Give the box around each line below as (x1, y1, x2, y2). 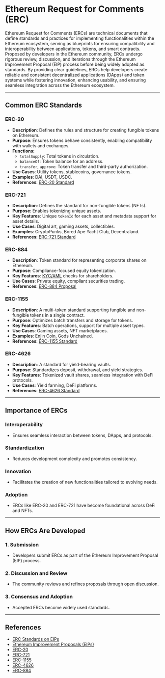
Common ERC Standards (5, 101, 82, 109)
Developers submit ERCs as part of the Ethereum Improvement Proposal (12, 552, 159, 558)
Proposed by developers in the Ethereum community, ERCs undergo (5, 51, 143, 57)
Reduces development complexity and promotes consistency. (12, 456, 137, 461)
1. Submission (5, 541, 39, 548)
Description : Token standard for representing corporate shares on (12, 257, 147, 263)
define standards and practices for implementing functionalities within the (5, 35, 155, 41)
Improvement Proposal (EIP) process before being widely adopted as (5, 61, 145, 67)
